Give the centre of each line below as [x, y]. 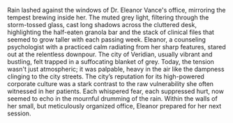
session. [19, 113]
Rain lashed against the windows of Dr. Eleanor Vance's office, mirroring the [116, 10]
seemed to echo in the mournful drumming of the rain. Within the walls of [112, 99]
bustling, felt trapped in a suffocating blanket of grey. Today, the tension [111, 61]
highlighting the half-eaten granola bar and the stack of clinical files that [111, 32]
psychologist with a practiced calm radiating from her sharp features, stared [117, 47]
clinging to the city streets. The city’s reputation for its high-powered [106, 76]
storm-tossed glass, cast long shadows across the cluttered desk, [102, 25]
